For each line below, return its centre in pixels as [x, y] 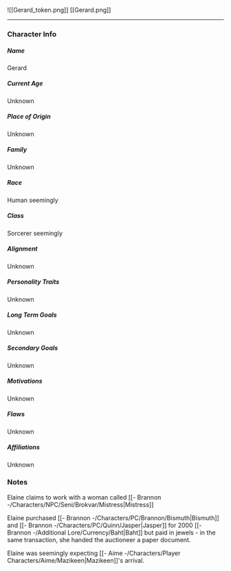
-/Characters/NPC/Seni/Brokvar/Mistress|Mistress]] [80, 504]
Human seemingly [33, 200]
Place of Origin [29, 117]
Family [17, 150]
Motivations [25, 381]
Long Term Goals [32, 315]
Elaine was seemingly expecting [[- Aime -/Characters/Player [94, 553]
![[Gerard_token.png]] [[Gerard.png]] [59, 10]
